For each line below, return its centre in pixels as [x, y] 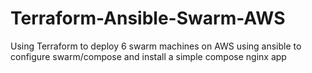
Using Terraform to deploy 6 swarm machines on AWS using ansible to [156, 46]
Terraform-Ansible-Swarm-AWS [148, 18]
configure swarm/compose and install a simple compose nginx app [148, 56]
